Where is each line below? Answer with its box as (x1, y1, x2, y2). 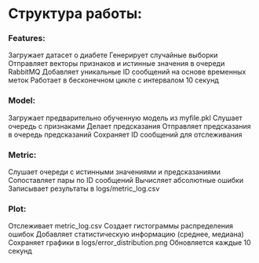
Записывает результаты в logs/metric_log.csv (8, 184, 160, 193)
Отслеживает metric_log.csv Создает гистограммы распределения (8, 221, 234, 231)
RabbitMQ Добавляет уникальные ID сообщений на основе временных (8, 68, 246, 77)
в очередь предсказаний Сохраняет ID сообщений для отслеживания (8, 130, 243, 139)
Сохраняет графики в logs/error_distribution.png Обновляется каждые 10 (8, 238, 251, 247)
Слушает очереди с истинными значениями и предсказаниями (8, 167, 221, 177)
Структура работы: (8, 5, 143, 23)
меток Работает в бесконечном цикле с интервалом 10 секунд (8, 75, 220, 85)
